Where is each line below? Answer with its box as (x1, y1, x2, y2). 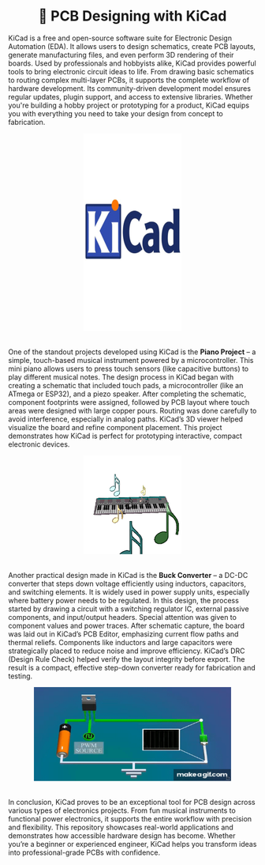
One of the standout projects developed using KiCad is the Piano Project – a (8, 347, 256, 357)
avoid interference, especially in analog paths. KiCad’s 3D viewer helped (8, 414, 243, 424)
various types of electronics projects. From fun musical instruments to (8, 806, 237, 815)
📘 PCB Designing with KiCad (38, 7, 227, 25)
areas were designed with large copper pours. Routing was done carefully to (8, 406, 257, 415)
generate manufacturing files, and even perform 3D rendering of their (8, 50, 234, 59)
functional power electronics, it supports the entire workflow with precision (8, 814, 252, 823)
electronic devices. (8, 439, 70, 449)
